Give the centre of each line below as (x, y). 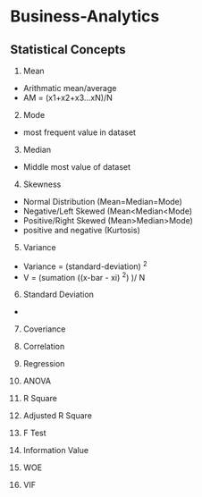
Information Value (55, 451)
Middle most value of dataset (77, 167)
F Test (35, 433)
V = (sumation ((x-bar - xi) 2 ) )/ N (84, 276)
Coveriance (44, 329)
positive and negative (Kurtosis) (82, 230)
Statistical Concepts (68, 50)
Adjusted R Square (58, 416)
